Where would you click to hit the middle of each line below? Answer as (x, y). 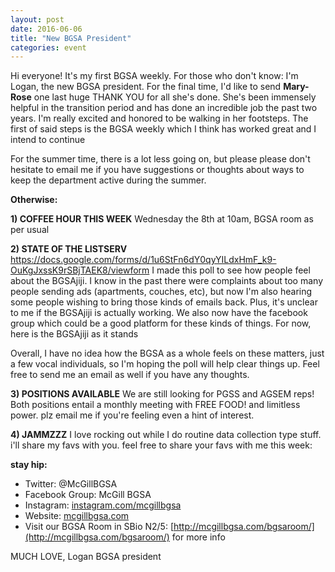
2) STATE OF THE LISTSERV (69, 249)
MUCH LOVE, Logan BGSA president (86, 557)
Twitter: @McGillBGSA (71, 484)
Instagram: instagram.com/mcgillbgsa (103, 505)
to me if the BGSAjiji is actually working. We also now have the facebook (159, 313)
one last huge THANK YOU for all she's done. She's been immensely (175, 97)
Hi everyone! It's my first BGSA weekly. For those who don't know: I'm (154, 76)
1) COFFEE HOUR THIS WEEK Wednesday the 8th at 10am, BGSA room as (162, 219)
